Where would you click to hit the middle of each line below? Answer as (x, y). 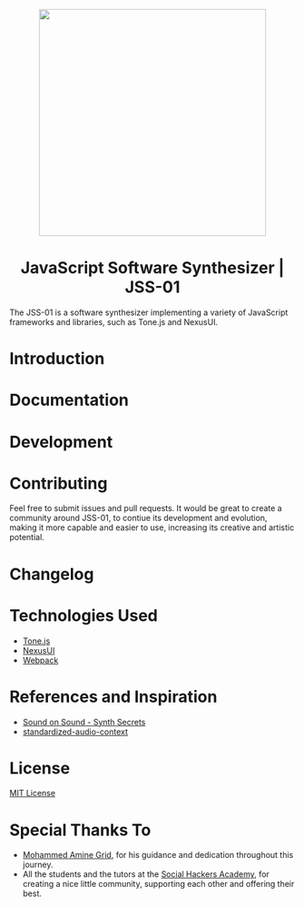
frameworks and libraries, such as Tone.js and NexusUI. (114, 321)
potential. (27, 537)
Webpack (40, 660)
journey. (38, 865)
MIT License (33, 793)
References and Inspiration (113, 697)
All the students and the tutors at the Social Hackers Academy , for (146, 874)
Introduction (57, 359)
